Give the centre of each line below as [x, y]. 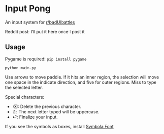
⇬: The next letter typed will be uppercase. [56, 111]
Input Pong [28, 9]
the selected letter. [24, 87]
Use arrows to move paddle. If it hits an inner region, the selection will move [82, 77]
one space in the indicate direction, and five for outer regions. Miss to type [81, 82]
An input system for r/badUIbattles [40, 22]
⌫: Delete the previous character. [47, 107]
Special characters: [25, 97]
